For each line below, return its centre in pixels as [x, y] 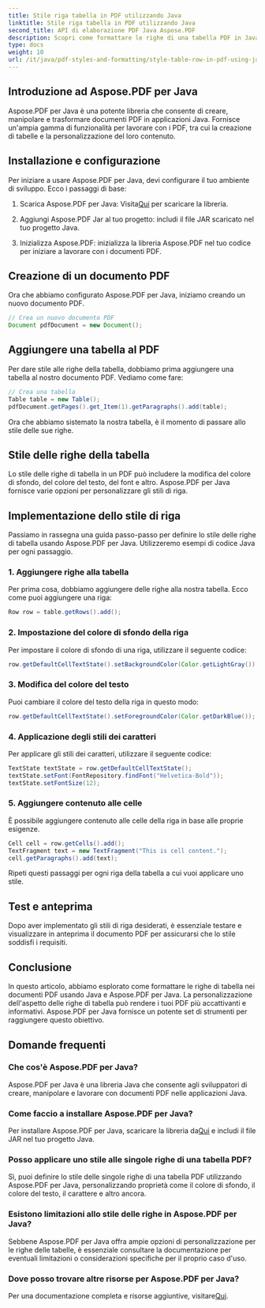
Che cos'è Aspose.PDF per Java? [73, 1067]
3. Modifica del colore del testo [69, 684]
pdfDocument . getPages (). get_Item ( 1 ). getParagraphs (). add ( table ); [118, 407]
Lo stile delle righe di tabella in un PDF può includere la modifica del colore [129, 474]
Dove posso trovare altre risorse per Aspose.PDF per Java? [124, 1279]
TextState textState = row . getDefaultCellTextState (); [100, 768]
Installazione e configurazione [84, 161]
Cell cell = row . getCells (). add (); [67, 844]
